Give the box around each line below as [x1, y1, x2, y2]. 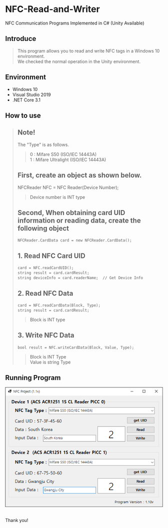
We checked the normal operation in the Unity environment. [17, 58, 141, 64]
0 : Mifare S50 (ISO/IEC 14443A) [29, 151, 97, 157]
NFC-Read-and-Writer [5, 3, 100, 15]
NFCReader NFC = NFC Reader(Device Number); [17, 184, 119, 190]
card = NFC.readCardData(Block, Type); [17, 303, 101, 308]
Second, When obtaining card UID [17, 208, 125, 217]
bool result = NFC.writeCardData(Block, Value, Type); [17, 345, 134, 350]
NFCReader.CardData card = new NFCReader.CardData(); [17, 238, 132, 243]
